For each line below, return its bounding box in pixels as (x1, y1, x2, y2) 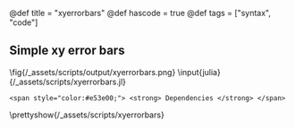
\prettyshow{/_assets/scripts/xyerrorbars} (9, 109, 165, 120)
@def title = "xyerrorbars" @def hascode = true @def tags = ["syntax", (9, 8, 271, 18)
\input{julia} (177, 66, 221, 77)
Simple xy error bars (9, 43, 125, 58)
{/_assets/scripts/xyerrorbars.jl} (9, 76, 127, 87)
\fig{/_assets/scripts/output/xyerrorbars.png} (9, 66, 176, 77)
